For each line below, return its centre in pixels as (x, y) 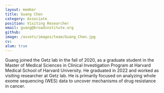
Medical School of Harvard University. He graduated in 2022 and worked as (82, 70)
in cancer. (15, 86)
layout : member (21, 10)
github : (13, 32)
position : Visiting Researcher (37, 23)
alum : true (16, 46)
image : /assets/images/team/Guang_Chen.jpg (50, 37)
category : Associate (26, 19)
